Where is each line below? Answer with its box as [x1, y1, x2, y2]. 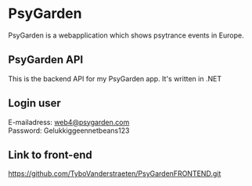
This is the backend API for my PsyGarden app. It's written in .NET [8, 73, 221, 83]
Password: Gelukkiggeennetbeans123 [8, 126, 130, 135]
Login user [8, 97, 61, 110]
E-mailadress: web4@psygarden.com [8, 117, 130, 127]
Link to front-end [8, 148, 92, 161]
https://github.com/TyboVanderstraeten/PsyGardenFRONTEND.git [8, 169, 221, 178]
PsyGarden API [8, 53, 84, 66]
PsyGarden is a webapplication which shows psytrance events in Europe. [8, 30, 244, 40]
